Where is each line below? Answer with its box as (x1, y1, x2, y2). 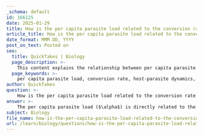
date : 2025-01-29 (6, 20, 50, 26)
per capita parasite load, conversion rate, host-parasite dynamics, (17, 76, 196, 82)
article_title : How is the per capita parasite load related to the (6, 31, 182, 37)
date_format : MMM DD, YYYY (6, 37, 74, 43)
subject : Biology (6, 110, 50, 116)
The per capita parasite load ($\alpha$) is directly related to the (17, 104, 196, 110)
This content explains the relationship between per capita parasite (17, 64, 196, 71)
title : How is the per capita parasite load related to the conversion (6, 25, 190, 32)
